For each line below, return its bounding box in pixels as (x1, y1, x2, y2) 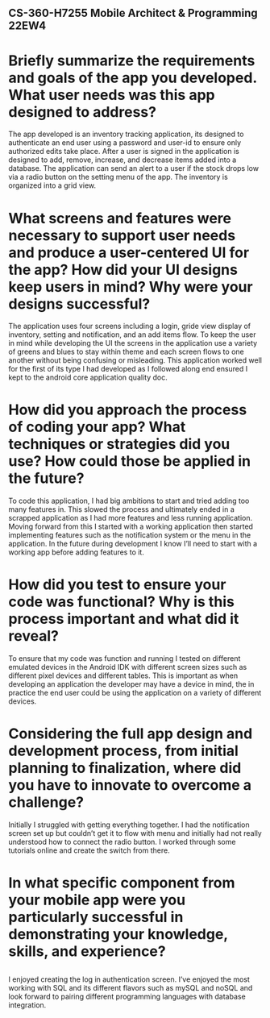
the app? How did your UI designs (8, 260, 238, 279)
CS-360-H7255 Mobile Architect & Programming (8, 6, 258, 20)
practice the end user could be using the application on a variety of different (8, 688, 262, 698)
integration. (8, 999, 47, 1010)
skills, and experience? (8, 942, 167, 961)
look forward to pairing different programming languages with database (8, 991, 246, 1001)
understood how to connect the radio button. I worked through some (8, 837, 236, 847)
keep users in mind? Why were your (8, 277, 253, 296)
